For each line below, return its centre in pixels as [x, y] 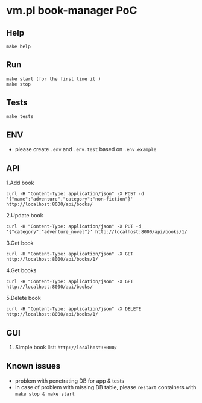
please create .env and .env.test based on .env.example [86, 149]
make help [19, 46]
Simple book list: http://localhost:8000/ [66, 348]
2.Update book [25, 216]
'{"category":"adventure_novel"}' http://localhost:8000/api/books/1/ [97, 232]
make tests [20, 116]
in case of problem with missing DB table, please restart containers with [106, 387]
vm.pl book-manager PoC [72, 11]
